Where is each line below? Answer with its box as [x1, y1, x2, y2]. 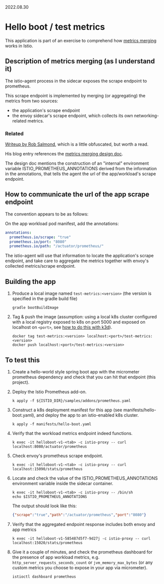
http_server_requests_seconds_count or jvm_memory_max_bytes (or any [12, 559, 153, 565]
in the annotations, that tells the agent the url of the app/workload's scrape [5, 171, 156, 177]
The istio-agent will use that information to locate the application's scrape [5, 253, 154, 259]
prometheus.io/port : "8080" [9, 239, 67, 244]
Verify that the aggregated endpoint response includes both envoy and [12, 521, 155, 527]
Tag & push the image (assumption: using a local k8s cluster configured [12, 314, 157, 320]
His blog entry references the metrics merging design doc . [5, 151, 123, 157]
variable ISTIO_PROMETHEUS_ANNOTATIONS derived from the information [5, 166, 157, 172]
